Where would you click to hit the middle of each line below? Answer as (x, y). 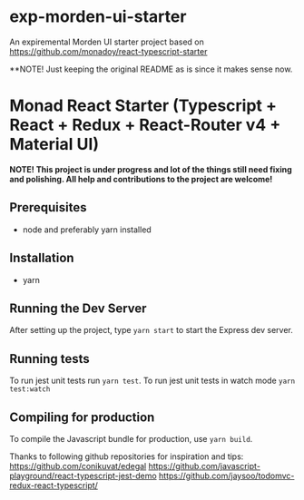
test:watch (30, 389)
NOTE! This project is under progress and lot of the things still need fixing (151, 169)
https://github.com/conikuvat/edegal (78, 466)
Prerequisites (48, 207)
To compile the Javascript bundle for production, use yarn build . (131, 438)
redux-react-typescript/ (54, 485)
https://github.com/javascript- (205, 466)
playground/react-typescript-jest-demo (83, 475)
